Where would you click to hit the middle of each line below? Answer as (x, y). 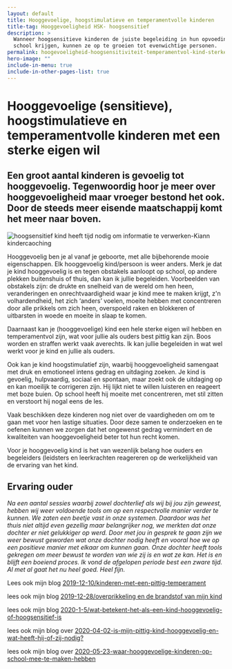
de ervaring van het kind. (43, 464)
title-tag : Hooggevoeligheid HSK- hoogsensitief (78, 26)
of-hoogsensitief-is (35, 617)
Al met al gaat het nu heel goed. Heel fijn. (66, 570)
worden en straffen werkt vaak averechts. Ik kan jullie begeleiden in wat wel (115, 343)
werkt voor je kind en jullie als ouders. (61, 351)
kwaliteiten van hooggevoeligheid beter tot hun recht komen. (94, 437)
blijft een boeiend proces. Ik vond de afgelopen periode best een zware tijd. (115, 562)
